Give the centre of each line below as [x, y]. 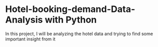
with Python [71, 20]
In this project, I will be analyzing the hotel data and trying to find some [79, 33]
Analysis [24, 20]
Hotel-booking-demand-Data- [70, 9]
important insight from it [30, 39]
